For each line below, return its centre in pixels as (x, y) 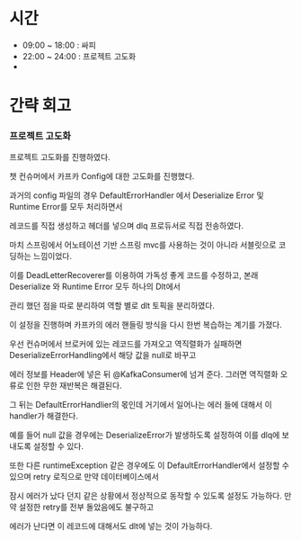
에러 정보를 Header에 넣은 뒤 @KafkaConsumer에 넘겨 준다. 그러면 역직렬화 (144, 374)
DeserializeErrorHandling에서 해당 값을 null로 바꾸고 (103, 355)
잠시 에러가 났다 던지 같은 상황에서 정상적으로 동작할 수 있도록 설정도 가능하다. (146, 496)
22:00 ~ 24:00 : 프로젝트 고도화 (79, 56)
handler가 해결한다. (44, 416)
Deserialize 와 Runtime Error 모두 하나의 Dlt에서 (95, 287)
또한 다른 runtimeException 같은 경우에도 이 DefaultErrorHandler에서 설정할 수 (150, 465)
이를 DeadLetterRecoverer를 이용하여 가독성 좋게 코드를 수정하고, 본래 (134, 275)
